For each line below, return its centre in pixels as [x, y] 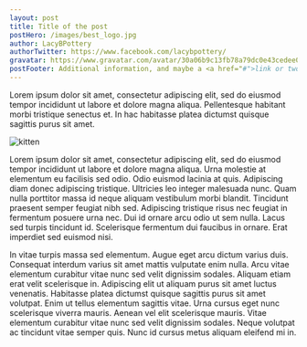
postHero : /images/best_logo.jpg [73, 35]
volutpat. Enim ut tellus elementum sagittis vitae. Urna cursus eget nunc [145, 303]
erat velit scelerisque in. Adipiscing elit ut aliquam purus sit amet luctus [143, 283]
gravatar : [28, 60]
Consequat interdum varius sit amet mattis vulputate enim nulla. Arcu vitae [149, 264]
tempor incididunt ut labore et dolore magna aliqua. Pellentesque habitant [148, 104]
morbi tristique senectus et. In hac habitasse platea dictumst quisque [139, 114]
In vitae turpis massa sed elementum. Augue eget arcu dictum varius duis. [149, 254]
